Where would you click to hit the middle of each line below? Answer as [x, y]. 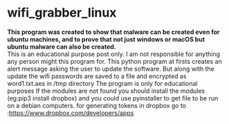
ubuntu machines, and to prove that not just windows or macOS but [106, 39]
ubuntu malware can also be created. [62, 46]
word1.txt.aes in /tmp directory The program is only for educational [102, 83]
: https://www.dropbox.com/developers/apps [71, 113]
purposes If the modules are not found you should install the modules [106, 91]
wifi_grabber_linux [62, 13]
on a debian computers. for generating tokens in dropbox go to [97, 105]
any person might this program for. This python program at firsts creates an [115, 61]
